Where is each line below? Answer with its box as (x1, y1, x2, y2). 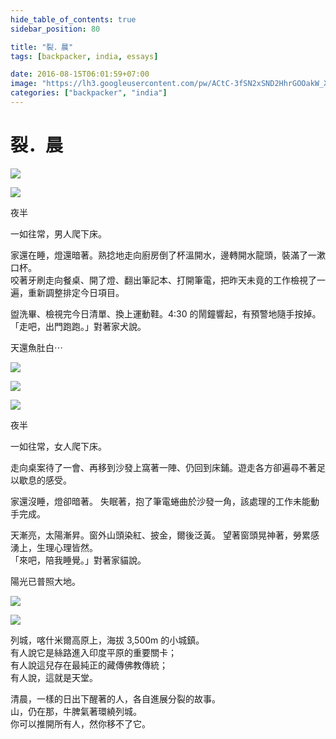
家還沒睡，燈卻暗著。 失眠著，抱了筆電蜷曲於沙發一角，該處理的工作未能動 (10, 495, 320, 507)
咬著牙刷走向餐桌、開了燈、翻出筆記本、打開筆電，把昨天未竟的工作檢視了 (10, 274, 317, 286)
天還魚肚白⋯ (10, 341, 63, 353)
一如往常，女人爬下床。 (10, 440, 107, 452)
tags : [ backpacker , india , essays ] (10, 51, 159, 61)
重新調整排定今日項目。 (27, 286, 125, 298)
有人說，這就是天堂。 (10, 671, 98, 683)
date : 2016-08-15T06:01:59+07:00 (10, 69, 150, 80)
